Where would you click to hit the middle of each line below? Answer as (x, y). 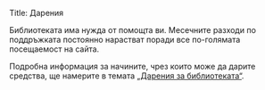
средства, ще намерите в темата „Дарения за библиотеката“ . (127, 76)
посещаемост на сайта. (54, 49)
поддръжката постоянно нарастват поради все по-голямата (125, 40)
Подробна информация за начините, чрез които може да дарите (132, 66)
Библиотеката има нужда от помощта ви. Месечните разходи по (133, 30)
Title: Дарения (37, 13)
